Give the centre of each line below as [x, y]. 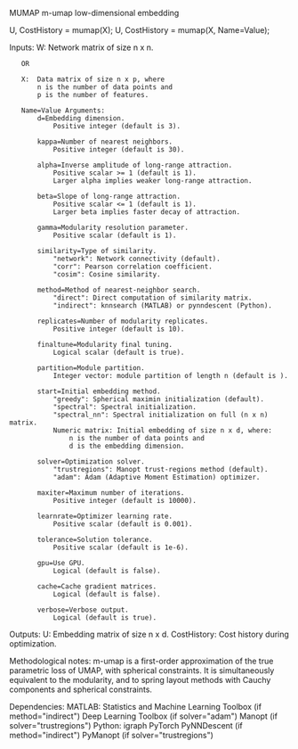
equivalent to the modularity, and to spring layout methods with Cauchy [140, 680]
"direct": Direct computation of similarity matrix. [153, 298]
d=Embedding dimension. [81, 119]
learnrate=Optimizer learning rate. [105, 516]
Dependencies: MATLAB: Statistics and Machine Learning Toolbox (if [136, 707]
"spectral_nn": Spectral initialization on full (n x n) [161, 415]
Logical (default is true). [105, 618]
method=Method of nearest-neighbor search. [119, 290]
